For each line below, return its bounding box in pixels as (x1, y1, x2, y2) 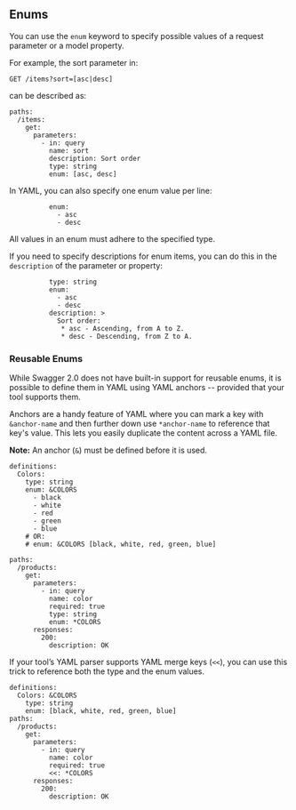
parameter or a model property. (9, 40, 124, 51)
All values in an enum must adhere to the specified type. (9, 233, 216, 244)
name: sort (48, 146, 90, 155)
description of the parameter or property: (9, 260, 163, 270)
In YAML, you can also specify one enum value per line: (9, 185, 212, 196)
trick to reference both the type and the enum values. (9, 666, 205, 677)
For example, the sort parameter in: (9, 57, 139, 68)
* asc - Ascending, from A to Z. (60, 324, 185, 333)
